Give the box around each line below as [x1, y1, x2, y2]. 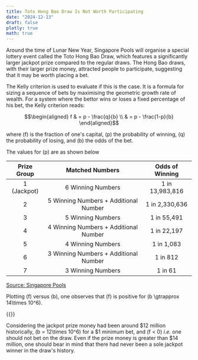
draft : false [6, 19, 38, 25]
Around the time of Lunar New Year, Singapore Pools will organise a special [6, 46, 190, 54]
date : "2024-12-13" [6, 14, 54, 20]
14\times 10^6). [6, 299, 43, 306]
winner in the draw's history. [6, 347, 75, 354]
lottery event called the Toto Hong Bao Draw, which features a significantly [6, 53, 188, 60]
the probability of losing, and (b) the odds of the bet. [6, 137, 134, 144]
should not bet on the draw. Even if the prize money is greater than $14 [6, 335, 179, 342]
